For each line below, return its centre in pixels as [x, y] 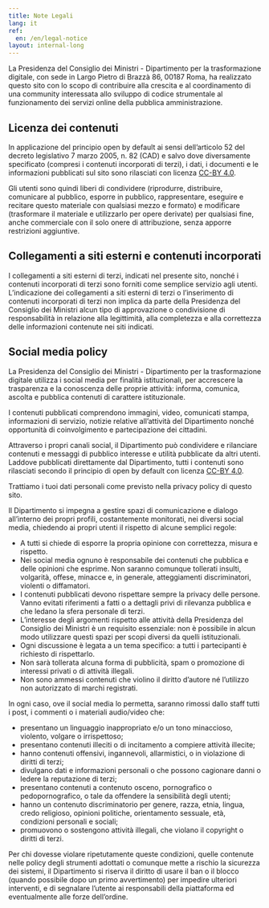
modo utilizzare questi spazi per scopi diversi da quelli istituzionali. [130, 637]
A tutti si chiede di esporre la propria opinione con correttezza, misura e [139, 543]
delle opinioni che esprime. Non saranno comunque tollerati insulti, [130, 568]
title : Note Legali [41, 16]
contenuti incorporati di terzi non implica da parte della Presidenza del [124, 301]
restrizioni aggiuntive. [44, 230]
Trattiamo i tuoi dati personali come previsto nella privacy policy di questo [130, 486]
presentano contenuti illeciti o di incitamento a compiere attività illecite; [137, 744]
